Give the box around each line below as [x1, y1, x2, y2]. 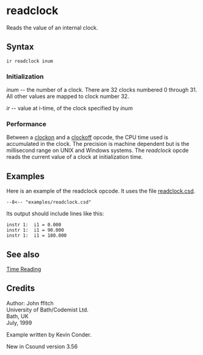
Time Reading [6, 265, 42, 273]
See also [6, 249, 40, 259]
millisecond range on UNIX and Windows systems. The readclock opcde [6, 147, 189, 154]
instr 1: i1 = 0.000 [6, 222, 62, 228]
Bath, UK [6, 312, 29, 319]
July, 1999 [6, 319, 32, 326]
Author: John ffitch [6, 299, 54, 307]
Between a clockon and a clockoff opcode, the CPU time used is [6, 134, 169, 141]
